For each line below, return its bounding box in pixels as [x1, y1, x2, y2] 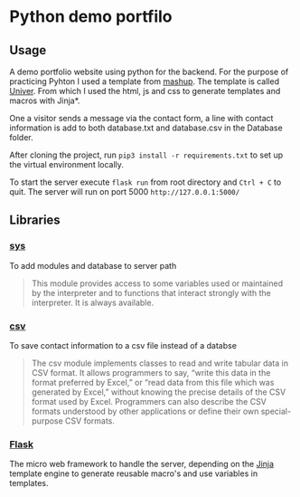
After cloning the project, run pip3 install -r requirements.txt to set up [9, 149, 283, 160]
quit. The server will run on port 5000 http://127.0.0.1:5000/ [9, 186, 240, 196]
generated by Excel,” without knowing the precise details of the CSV [31, 387, 286, 397]
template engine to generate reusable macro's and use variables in [9, 468, 258, 479]
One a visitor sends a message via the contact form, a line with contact [9, 113, 274, 123]
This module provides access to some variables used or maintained [31, 278, 283, 289]
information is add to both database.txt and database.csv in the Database [9, 122, 283, 133]
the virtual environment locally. [9, 159, 125, 169]
